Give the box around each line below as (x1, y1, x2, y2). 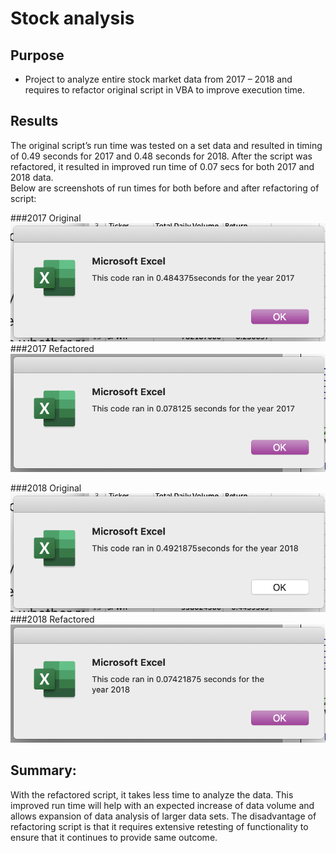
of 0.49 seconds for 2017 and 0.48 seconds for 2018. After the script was (10, 150, 313, 162)
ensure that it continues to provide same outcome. (10, 831, 218, 843)
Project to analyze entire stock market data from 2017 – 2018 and (24, 73, 293, 85)
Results (10, 113, 59, 130)
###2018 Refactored (10, 613, 95, 625)
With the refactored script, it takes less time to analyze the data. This (10, 788, 294, 801)
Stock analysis (10, 7, 135, 30)
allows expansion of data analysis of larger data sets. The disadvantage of (10, 810, 317, 822)
